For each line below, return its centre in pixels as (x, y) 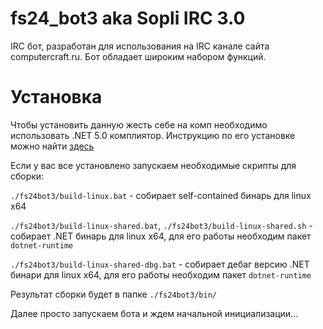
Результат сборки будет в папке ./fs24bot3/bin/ (113, 294)
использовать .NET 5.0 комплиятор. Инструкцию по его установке (153, 135)
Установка (56, 97)
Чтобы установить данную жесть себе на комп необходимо (139, 124)
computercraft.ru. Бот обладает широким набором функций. (138, 56)
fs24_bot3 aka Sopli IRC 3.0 (128, 18)
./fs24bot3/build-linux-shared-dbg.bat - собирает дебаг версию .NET (160, 264)
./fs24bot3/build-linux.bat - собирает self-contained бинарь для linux (161, 195)
